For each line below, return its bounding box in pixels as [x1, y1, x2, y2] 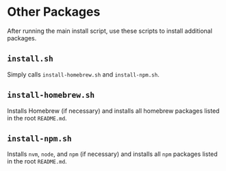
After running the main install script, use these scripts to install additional [7, 27, 212, 35]
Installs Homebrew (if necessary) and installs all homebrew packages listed [7, 107, 220, 115]
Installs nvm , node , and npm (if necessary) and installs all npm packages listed [7, 150, 218, 158]
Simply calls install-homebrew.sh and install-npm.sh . [7, 70, 160, 79]
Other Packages [7, 4, 101, 20]
